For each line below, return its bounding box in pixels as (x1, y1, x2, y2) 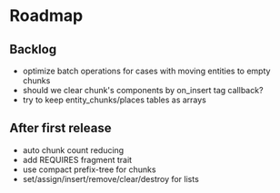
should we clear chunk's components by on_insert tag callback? (22, 85, 264, 95)
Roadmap (9, 5, 84, 26)
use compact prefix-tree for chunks (22, 164, 156, 175)
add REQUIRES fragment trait (22, 154, 133, 165)
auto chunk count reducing (22, 144, 125, 155)
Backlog (9, 42, 57, 57)
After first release (9, 121, 112, 136)
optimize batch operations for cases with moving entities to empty (22, 65, 271, 76)
